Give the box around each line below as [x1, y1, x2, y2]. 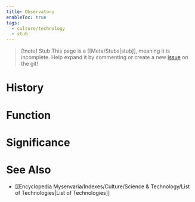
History [6, 81, 44, 94]
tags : [6, 20, 20, 26]
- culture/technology [11, 25, 66, 32]
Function [6, 108, 51, 122]
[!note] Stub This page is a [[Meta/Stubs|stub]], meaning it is [20, 47, 170, 54]
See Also [6, 163, 51, 176]
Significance [6, 136, 70, 149]
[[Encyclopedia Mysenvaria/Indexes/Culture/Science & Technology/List [14, 183, 190, 190]
